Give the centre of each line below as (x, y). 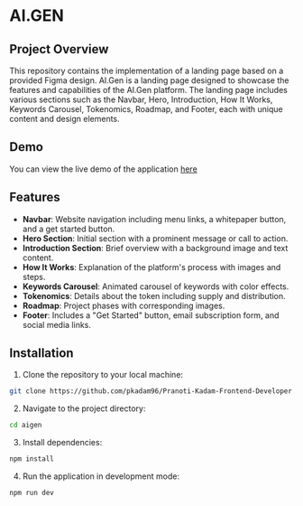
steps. (34, 276)
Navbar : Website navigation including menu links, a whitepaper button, (154, 219)
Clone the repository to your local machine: (102, 375)
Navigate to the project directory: (84, 408)
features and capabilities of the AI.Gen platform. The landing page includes (149, 90)
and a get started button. (69, 229)
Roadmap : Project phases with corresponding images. (124, 305)
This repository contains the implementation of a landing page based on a (147, 70)
